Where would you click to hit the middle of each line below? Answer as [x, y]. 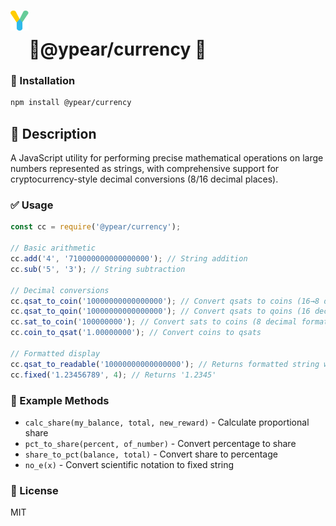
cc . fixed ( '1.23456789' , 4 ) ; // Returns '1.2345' [113, 375]
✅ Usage [32, 205]
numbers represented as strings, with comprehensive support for [145, 169]
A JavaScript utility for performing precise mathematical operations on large [167, 158]
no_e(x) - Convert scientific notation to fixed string [129, 464]
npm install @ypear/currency [71, 103]
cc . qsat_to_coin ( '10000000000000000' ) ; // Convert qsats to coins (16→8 [165, 301]
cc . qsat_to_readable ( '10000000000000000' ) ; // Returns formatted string [165, 364]
